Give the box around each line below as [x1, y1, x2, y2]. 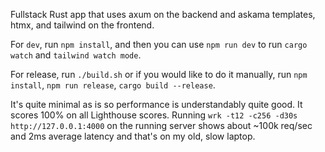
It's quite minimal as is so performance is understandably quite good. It [10, 99, 303, 110]
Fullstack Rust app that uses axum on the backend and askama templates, [10, 9, 316, 20]
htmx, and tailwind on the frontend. [10, 19, 155, 31]
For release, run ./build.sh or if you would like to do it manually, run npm [10, 69, 308, 80]
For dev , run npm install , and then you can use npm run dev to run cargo [10, 39, 308, 50]
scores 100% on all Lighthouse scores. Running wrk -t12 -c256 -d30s [10, 109, 298, 121]
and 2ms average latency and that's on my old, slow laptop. [10, 130, 256, 142]
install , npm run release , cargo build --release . [10, 79, 216, 91]
